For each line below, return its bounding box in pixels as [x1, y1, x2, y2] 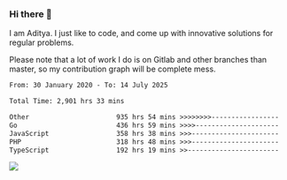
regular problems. [9, 37, 74, 48]
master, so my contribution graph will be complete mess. [9, 64, 216, 74]
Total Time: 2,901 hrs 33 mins [9, 97, 125, 106]
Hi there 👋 [9, 8, 53, 20]
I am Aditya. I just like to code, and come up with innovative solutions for [9, 28, 274, 39]
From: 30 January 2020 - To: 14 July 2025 [9, 81, 168, 90]
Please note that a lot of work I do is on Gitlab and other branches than [9, 55, 268, 65]
